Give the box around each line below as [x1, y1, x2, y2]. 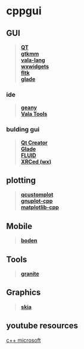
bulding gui [6, 125, 40, 134]
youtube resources [6, 321, 79, 331]
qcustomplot [20, 191, 54, 198]
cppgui [6, 4, 42, 18]
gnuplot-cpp [20, 197, 53, 204]
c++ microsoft [6, 336, 41, 344]
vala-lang [20, 57, 46, 63]
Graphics [6, 287, 41, 298]
